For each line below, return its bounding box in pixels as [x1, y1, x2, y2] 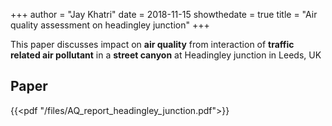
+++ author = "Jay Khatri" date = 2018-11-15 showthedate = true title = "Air [10, 9, 318, 20]
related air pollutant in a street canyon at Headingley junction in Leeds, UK [10, 49, 322, 61]
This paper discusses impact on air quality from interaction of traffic [10, 39, 295, 50]
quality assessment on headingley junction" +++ [10, 19, 210, 31]
